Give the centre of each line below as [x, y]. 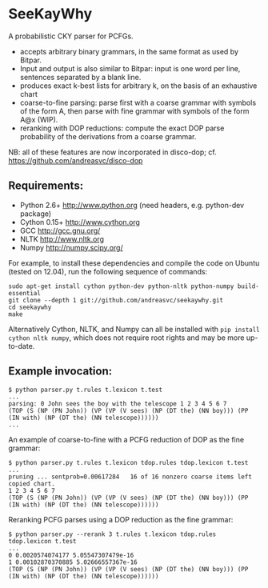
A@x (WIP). [39, 119]
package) [36, 214]
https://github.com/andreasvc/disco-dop [76, 160]
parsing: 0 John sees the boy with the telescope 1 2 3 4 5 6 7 [118, 404]
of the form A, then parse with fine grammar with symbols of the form [134, 111]
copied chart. [32, 484]
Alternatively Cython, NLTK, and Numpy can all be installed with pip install [134, 329]
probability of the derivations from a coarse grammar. [108, 136]
